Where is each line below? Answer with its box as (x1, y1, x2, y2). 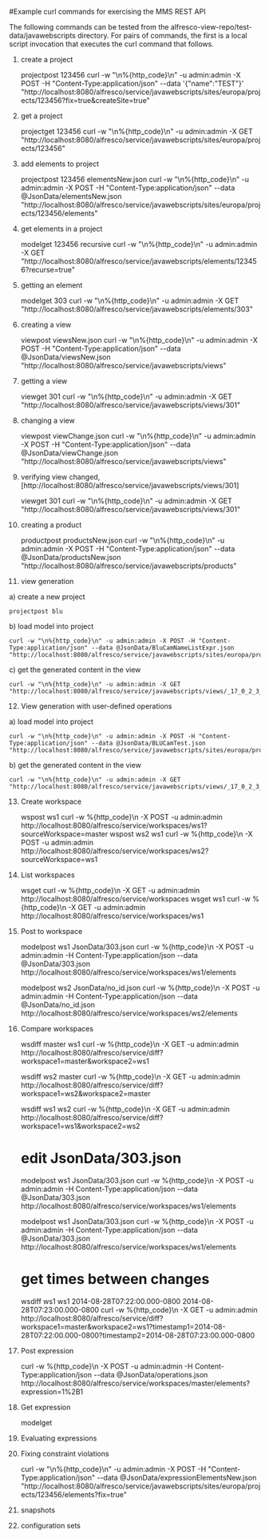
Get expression (20, 1402, 71, 1412)
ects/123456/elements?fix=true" (20, 1489, 127, 1499)
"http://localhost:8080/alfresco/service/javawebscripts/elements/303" (20, 304, 254, 314)
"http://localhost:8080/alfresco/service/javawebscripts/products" (20, 561, 237, 570)
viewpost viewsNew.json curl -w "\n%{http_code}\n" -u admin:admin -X (20, 336, 259, 344)
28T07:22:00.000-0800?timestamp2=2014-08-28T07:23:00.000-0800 (20, 1330, 255, 1340)
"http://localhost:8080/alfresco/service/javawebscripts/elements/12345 (20, 256, 258, 266)
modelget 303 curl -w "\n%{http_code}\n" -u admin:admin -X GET (20, 296, 239, 305)
